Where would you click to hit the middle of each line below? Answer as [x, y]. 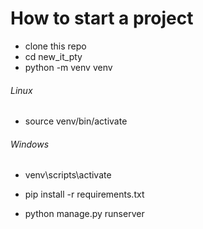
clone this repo [55, 46]
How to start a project [102, 18]
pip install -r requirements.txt [84, 194]
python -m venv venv [68, 67]
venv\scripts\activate [68, 175]
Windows [30, 144]
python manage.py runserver [84, 214]
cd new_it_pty [53, 56]
